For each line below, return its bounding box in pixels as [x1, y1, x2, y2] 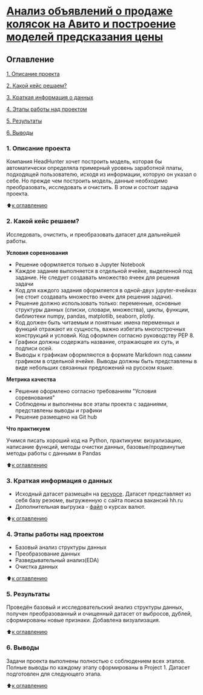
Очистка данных [15, 563, 58, 571]
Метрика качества [6, 375, 56, 383]
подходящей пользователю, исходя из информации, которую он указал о [6, 171, 197, 178]
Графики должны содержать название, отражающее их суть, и [15, 338, 179, 345]
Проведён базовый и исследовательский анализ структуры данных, [6, 603, 184, 611]
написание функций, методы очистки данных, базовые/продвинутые [6, 443, 185, 450]
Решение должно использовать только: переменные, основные [15, 299, 182, 307]
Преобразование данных [15, 550, 81, 557]
